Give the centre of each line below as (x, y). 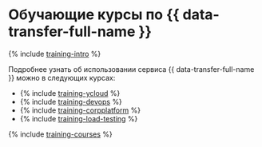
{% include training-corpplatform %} (80, 110)
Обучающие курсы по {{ (94, 15)
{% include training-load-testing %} (79, 118)
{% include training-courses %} (61, 134)
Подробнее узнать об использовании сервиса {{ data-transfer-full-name (131, 69)
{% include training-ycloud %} (70, 93)
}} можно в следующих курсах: (62, 77)
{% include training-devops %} (71, 101)
